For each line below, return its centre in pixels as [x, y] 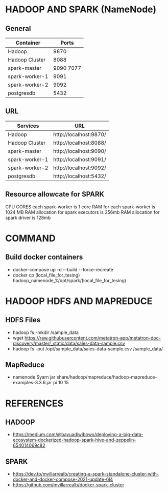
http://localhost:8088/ [80, 143]
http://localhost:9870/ [80, 134]
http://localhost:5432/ [80, 176]
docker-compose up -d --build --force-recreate [63, 269]
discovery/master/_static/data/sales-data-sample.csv [69, 343]
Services [28, 126]
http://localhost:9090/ [80, 151]
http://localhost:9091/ [80, 159]
